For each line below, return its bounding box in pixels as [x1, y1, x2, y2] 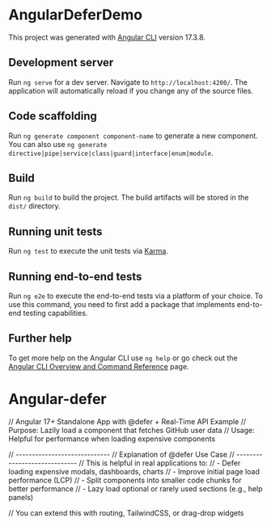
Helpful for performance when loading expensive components [8, 434, 216, 444]
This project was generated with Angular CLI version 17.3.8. [8, 32, 206, 42]
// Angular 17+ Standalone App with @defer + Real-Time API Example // [8, 416, 247, 426]
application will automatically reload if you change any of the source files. [8, 86, 253, 95]
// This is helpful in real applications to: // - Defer [78, 458, 241, 468]
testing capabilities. [23, 309, 88, 318]
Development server [8, 56, 114, 69]
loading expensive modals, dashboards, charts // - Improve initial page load [8, 466, 260, 476]
